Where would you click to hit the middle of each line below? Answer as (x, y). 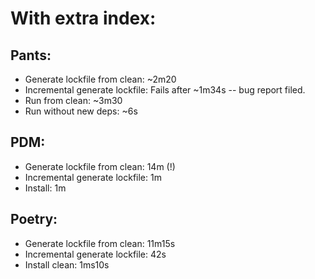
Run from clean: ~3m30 (73, 100)
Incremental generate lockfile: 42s (95, 254)
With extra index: (83, 18)
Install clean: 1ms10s (67, 264)
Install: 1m (45, 188)
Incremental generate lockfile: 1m (93, 177)
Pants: (31, 55)
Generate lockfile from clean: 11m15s (100, 243)
